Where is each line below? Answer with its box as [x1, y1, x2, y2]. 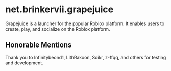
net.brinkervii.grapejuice [5, 4, 114, 15]
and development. [5, 60, 43, 66]
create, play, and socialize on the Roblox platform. [5, 26, 111, 32]
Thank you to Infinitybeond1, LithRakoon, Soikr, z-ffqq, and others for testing [5, 54, 166, 60]
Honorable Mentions [5, 41, 72, 50]
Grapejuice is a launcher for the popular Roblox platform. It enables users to [5, 20, 165, 27]
